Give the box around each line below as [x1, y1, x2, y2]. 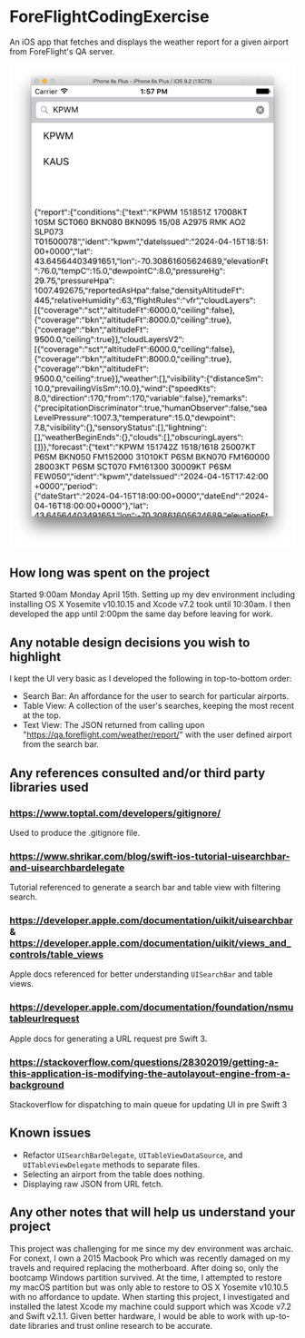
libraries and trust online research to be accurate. [27, 1320, 213, 1331]
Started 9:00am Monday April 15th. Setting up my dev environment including [9, 589, 296, 600]
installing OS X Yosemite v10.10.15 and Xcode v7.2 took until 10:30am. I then [9, 599, 291, 610]
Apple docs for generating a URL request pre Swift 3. [9, 1033, 208, 1044]
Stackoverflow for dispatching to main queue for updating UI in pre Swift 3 [9, 1099, 288, 1110]
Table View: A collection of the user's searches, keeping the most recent [22, 701, 295, 712]
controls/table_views [9, 949, 104, 961]
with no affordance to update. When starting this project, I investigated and [9, 1291, 290, 1302]
